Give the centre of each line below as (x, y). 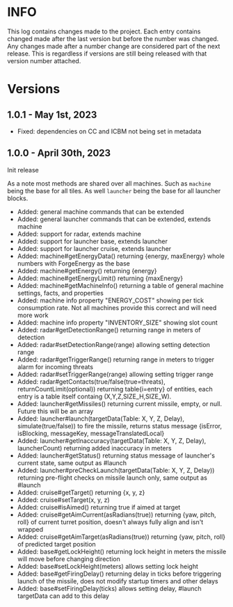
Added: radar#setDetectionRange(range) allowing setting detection (113, 344)
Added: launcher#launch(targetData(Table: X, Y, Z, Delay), (101, 419)
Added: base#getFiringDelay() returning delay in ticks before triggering (119, 574)
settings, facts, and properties (61, 293)
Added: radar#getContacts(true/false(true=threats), (91, 381)
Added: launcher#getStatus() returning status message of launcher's (116, 455)
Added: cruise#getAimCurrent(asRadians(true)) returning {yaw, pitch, (117, 515)
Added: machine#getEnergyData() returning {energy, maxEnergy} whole (121, 256)
